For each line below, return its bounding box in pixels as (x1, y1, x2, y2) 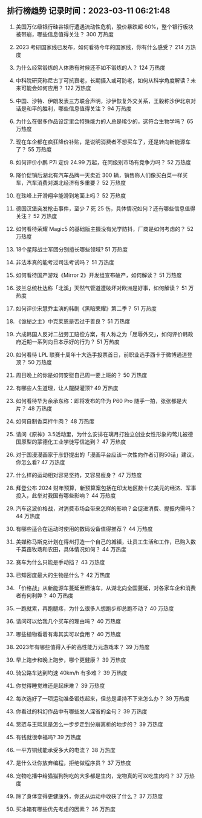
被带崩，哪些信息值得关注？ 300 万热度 (15, 30, 114, 38)
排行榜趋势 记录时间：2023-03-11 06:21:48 (7, 5, 171, 16)
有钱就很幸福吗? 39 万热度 (15, 733, 82, 740)
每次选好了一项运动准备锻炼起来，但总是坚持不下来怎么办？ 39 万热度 (15, 694, 190, 702)
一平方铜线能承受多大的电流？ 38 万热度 (15, 746, 116, 753)
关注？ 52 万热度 (15, 212, 57, 219)
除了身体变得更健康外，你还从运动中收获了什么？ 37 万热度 (15, 793, 163, 800)
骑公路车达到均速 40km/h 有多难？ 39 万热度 (15, 669, 128, 676)
